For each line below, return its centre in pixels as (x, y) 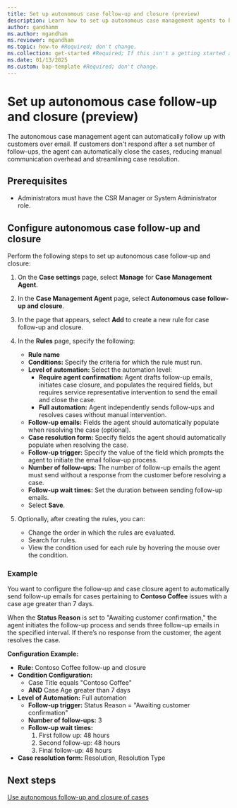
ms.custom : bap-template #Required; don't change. (83, 67)
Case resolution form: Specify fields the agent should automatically (127, 438)
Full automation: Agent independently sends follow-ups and (126, 407)
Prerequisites (37, 181)
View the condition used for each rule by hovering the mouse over (124, 548)
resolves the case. (34, 640)
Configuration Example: (43, 654)
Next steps (32, 780)
